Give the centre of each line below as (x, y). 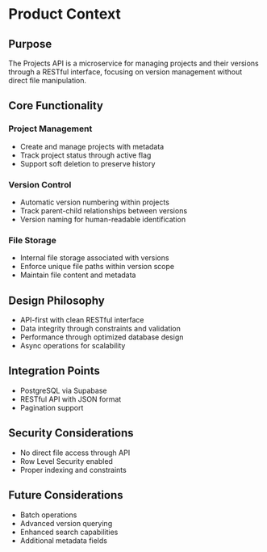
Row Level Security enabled (66, 461)
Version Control (40, 184)
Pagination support (52, 407)
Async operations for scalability (73, 346)
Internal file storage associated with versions (94, 258)
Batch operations (48, 515)
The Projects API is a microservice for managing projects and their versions (134, 63)
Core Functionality (56, 106)
